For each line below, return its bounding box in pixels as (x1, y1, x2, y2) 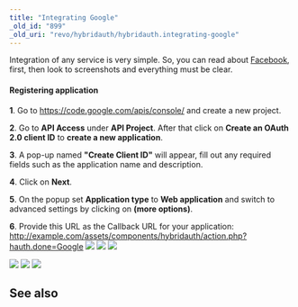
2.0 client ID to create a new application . (9, 131, 164, 142)
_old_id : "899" (9, 22, 67, 31)
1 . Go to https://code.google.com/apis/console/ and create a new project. (9, 104, 282, 115)
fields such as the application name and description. (9, 158, 203, 169)
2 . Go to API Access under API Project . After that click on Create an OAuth (9, 122, 290, 133)
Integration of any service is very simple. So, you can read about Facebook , (9, 55, 290, 66)
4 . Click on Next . (9, 176, 72, 187)
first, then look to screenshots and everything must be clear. (9, 64, 233, 75)
